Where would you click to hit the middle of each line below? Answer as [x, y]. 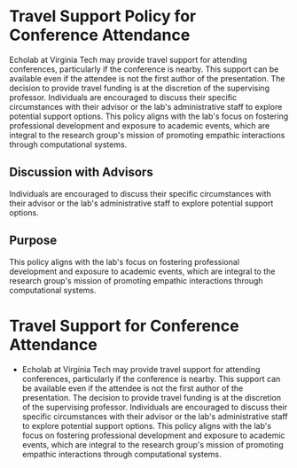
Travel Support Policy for [103, 16]
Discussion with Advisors [81, 172]
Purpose [33, 241]
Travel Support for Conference [124, 326]
